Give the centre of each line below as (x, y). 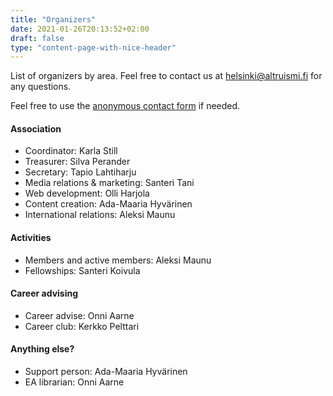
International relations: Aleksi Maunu (100, 215)
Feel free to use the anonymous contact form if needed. (125, 106)
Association (36, 128)
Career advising (44, 293)
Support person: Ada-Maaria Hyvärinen (106, 372)
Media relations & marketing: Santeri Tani (109, 183)
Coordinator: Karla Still (71, 151)
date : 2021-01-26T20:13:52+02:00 (80, 29)
